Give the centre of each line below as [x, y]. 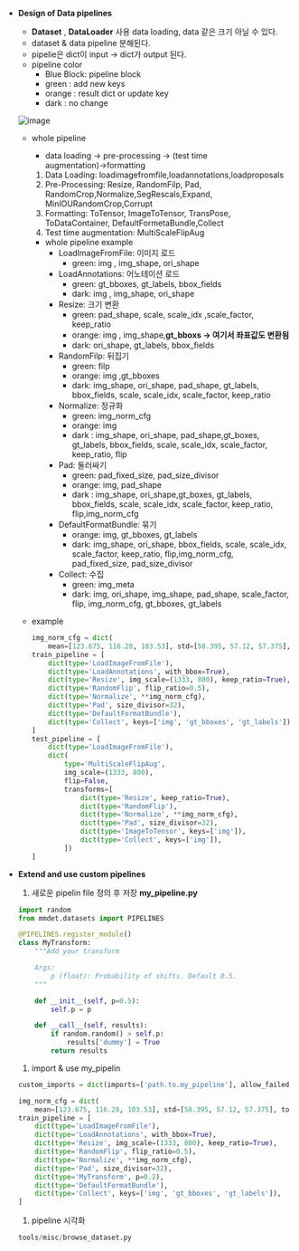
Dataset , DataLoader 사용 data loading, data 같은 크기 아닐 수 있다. [154, 32]
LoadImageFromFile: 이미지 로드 [117, 253]
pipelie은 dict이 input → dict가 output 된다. [109, 54]
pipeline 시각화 [58, 1220]
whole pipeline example [89, 242]
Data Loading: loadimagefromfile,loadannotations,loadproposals [164, 175]
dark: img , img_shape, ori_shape [133, 294]
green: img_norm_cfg [112, 416]
